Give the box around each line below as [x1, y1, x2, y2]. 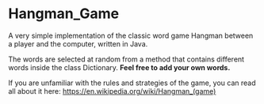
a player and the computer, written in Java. [8, 39, 148, 48]
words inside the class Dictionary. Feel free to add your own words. [8, 62, 231, 72]
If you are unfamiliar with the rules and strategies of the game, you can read [8, 78, 256, 87]
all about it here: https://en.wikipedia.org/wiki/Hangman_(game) [8, 86, 216, 95]
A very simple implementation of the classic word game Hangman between [8, 31, 254, 40]
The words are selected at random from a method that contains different [8, 54, 244, 64]
